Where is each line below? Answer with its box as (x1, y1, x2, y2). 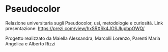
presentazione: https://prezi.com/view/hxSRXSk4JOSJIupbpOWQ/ (5, 25, 145, 31)
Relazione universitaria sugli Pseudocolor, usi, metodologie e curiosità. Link (5, 20, 163, 26)
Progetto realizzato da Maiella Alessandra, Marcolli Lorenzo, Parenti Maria (5, 35, 160, 41)
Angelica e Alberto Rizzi (5, 40, 55, 46)
